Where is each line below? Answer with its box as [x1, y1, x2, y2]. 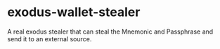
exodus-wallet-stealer [7, 4, 141, 20]
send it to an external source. [7, 34, 92, 43]
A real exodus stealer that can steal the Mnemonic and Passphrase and [7, 27, 214, 36]
